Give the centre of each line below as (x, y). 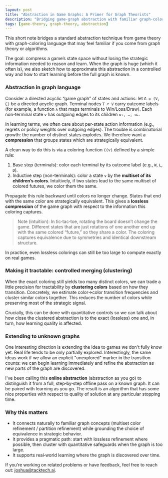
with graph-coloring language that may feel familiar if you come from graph (83, 44)
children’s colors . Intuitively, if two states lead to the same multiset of (84, 180)
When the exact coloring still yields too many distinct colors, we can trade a (83, 282)
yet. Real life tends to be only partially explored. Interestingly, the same (78, 352)
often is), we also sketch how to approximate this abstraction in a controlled (83, 69)
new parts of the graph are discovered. (45, 368)
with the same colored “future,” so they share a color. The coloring (86, 232)
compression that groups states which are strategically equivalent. (74, 140)
